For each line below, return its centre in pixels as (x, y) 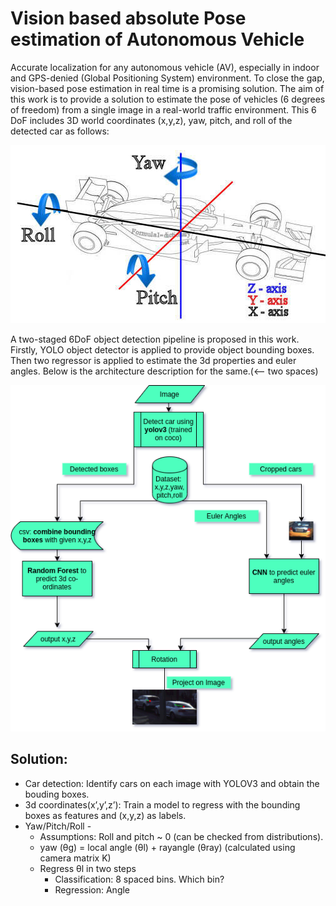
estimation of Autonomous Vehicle (157, 39)
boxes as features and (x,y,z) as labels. (105, 815)
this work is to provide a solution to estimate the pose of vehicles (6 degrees (168, 99)
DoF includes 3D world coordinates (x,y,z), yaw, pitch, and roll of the (151, 120)
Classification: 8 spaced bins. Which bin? (139, 879)
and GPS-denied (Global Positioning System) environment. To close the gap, (167, 78)
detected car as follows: (60, 131)
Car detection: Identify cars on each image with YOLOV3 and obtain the (172, 783)
